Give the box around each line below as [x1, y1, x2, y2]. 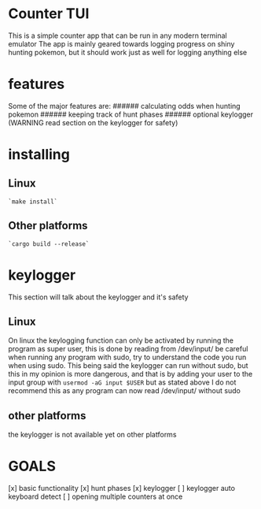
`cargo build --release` [8, 240, 90, 248]
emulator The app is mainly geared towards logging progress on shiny [8, 39, 235, 48]
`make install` [8, 198, 58, 206]
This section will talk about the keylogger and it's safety [8, 292, 189, 302]
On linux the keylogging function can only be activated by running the [8, 336, 234, 345]
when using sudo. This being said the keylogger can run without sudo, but [8, 361, 249, 370]
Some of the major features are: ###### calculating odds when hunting [8, 101, 241, 110]
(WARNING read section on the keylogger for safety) [8, 117, 178, 127]
